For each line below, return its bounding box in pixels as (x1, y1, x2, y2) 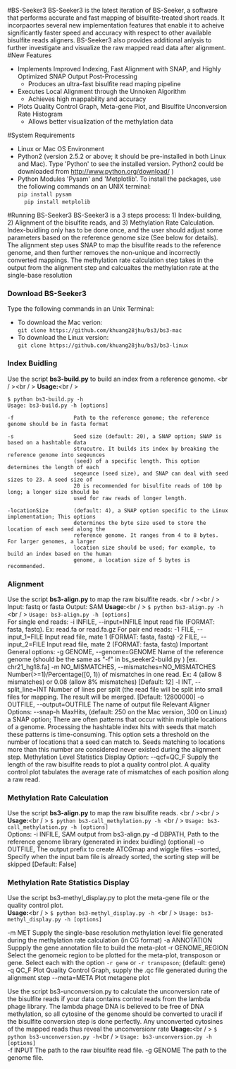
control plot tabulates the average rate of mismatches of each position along (7, 767, 229, 776)
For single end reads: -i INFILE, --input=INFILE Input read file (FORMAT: (7, 618, 215, 626)
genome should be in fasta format (7, 420, 109, 427)
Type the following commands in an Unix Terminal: (7, 305, 154, 313)
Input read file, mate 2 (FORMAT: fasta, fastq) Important (46, 639, 209, 649)
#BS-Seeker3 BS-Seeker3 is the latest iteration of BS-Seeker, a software (7, 6, 218, 14)
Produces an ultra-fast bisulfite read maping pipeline (27, 80, 181, 88)
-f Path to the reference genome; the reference (7, 414, 210, 421)
